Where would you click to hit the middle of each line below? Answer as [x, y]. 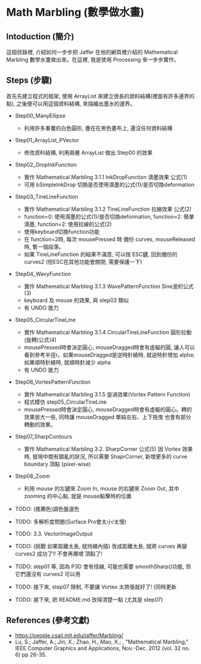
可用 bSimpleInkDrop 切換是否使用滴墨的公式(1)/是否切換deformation [109, 184]
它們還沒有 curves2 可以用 [48, 574]
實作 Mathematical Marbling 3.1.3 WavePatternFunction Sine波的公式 [109, 286]
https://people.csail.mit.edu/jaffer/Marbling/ [69, 635]
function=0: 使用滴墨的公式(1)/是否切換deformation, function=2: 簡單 [109, 216]
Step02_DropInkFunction [46, 164]
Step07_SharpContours [43, 436]
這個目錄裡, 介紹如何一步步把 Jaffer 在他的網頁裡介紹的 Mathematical [92, 52]
